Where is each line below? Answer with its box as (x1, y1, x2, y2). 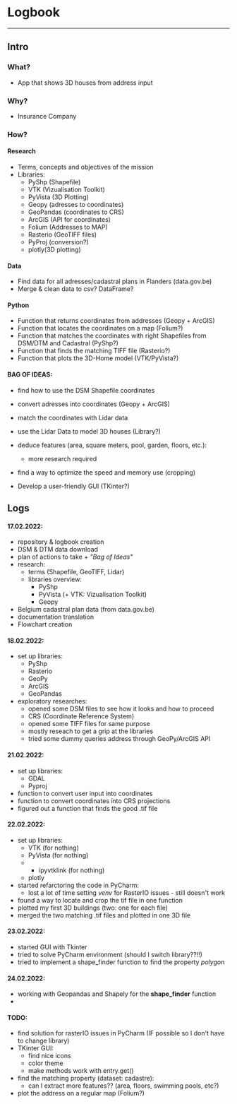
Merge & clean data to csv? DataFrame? (17, 285, 134, 293)
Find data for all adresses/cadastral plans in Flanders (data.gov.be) (17, 277, 212, 286)
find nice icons (28, 1052, 72, 1060)
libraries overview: (28, 575, 83, 583)
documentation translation (17, 612, 95, 622)
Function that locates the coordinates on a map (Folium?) (17, 324, 183, 333)
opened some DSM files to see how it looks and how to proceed (28, 704, 214, 713)
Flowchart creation (17, 620, 73, 629)
